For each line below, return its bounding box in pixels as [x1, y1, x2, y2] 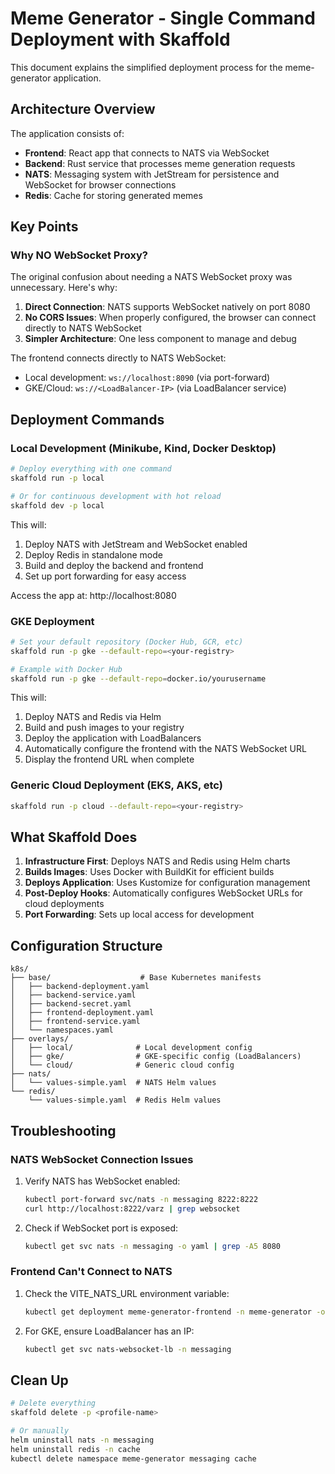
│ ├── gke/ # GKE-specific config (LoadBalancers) [10, 1052, 302, 1062]
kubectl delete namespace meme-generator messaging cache [10, 1453, 257, 1464]
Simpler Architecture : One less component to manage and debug [24, 333, 297, 345]
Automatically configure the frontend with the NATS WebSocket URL [24, 743, 307, 755]
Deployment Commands [10, 411, 165, 428]
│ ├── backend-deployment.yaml [10, 982, 150, 992]
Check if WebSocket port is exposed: [24, 1222, 179, 1234]
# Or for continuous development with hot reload [10, 491, 222, 501]
